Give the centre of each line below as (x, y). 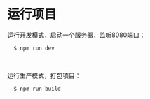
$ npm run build (37, 89)
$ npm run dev (34, 48)
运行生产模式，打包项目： (44, 75)
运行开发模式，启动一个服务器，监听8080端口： (76, 35)
